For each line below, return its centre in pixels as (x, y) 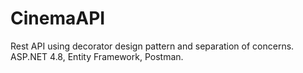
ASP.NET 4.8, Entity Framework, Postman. (97, 56)
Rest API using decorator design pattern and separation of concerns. (152, 46)
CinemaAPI (58, 18)
